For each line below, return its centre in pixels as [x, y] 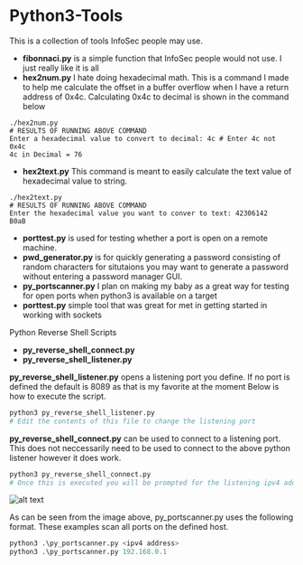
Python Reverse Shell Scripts [63, 332]
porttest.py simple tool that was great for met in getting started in [145, 305]
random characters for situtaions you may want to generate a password [155, 267]
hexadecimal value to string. [75, 181]
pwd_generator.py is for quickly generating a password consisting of [151, 257]
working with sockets [62, 315]
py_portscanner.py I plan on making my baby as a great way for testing [156, 286]
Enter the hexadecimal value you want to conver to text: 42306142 [139, 213]
